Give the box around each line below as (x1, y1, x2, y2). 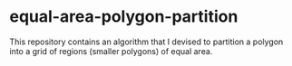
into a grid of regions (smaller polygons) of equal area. (9, 45, 213, 56)
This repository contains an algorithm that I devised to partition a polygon (9, 36, 284, 47)
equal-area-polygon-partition (9, 6, 238, 27)
